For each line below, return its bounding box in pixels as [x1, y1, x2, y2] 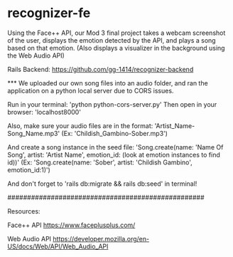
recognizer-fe [7, 5, 91, 21]
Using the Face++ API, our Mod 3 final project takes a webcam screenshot [7, 28, 226, 37]
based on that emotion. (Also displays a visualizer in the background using [7, 43, 225, 52]
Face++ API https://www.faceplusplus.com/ [7, 221, 136, 229]
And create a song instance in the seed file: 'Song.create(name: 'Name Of [7, 142, 224, 151]
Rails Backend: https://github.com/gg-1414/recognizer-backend [7, 65, 194, 73]
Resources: [7, 206, 40, 215]
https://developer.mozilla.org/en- [53, 234, 150, 243]
